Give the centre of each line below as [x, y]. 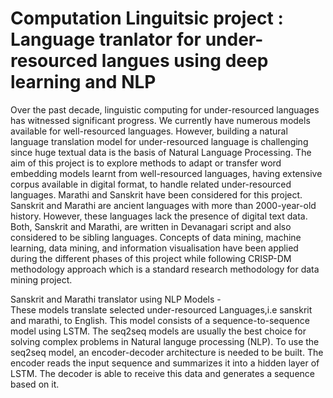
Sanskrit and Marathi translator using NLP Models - [116, 299]
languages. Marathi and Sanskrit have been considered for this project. [156, 194]
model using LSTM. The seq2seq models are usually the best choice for [158, 331]
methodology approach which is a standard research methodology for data [165, 269]
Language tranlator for [106, 39]
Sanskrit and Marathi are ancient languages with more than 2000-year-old [163, 205]
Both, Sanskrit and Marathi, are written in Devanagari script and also [151, 226]
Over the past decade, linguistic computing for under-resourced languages [165, 109]
